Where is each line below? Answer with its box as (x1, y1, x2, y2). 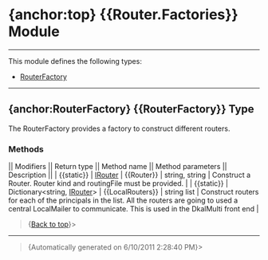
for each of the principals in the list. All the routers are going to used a (8, 195, 238, 205)
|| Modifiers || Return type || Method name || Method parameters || (8, 162, 227, 171)
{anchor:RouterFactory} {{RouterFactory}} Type (8, 102, 254, 116)
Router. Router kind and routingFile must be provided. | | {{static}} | (8, 179, 229, 188)
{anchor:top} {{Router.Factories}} (8, 6, 238, 24)
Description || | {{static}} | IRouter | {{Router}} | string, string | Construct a (8, 170, 251, 180)
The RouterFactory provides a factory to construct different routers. (8, 124, 231, 133)
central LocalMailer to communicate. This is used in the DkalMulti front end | (8, 204, 259, 214)
